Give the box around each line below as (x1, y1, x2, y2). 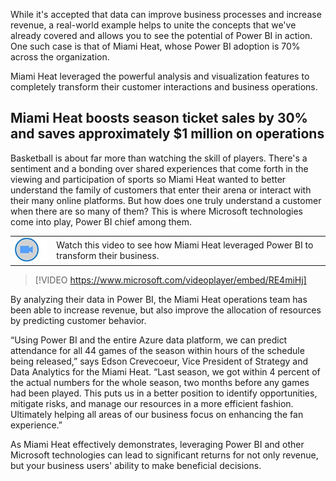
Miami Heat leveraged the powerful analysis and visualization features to (10, 70, 310, 82)
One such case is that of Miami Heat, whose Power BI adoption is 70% (10, 40, 301, 52)
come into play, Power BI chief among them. (10, 215, 193, 228)
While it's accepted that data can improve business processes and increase (10, 9, 322, 20)
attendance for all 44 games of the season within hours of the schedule (10, 345, 305, 357)
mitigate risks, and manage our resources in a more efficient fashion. (10, 398, 294, 410)
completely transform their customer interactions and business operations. (10, 81, 318, 93)
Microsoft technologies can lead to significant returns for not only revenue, (10, 449, 319, 461)
